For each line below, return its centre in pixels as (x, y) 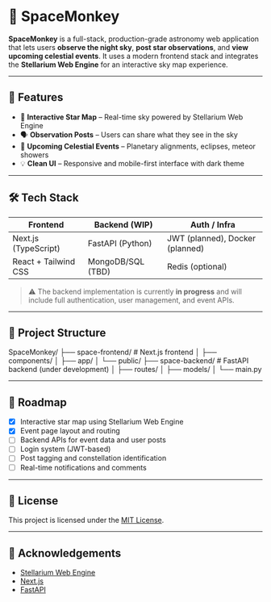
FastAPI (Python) (120, 243)
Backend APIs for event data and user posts (93, 440)
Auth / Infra (213, 224)
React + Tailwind (44, 261)
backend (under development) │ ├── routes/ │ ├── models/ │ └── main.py (135, 370)
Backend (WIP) (123, 224)
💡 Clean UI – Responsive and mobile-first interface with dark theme (132, 163)
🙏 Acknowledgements (65, 553)
